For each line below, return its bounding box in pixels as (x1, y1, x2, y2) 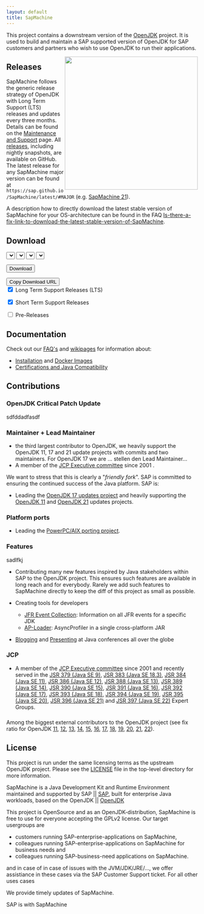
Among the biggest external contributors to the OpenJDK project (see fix (6, 719, 188, 726)
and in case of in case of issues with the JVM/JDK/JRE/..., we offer (6, 864, 174, 871)
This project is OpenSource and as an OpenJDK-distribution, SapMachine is (6, 808, 196, 815)
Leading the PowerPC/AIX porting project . (15, 527, 120, 534)
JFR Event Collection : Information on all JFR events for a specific (24, 611, 186, 618)
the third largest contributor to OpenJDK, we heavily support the (15, 442, 176, 449)
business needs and (15, 846, 66, 853)
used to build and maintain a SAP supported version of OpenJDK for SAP (6, 38, 189, 45)
